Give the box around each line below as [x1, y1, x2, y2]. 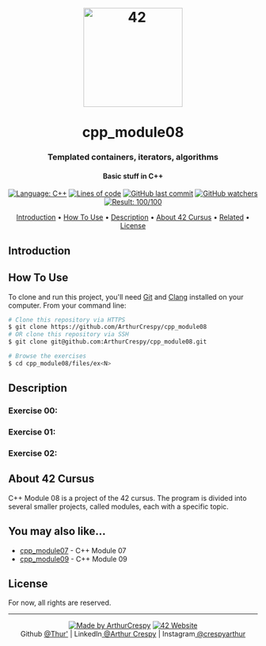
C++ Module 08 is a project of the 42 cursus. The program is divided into [8, 493, 247, 503]
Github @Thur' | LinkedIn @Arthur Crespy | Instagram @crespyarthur [20, 629, 246, 639]
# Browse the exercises [8, 352, 87, 361]
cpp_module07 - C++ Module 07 [19, 545, 127, 555]
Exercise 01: [8, 426, 56, 438]
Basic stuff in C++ [102, 171, 164, 181]
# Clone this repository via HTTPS [8, 315, 126, 323]
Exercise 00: [8, 405, 58, 416]
